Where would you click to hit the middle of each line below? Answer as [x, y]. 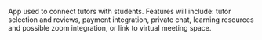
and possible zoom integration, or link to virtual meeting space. [110, 28]
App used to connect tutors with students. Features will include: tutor [120, 11]
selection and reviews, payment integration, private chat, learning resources [131, 20]
